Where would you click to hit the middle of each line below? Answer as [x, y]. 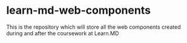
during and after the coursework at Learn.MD [63, 33]
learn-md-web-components [79, 10]
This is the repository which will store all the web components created [93, 27]
